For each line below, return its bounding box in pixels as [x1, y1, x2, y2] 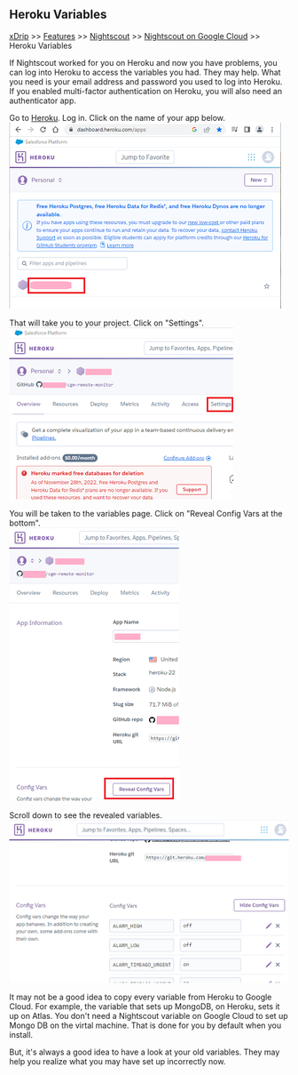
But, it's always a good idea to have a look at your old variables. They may [9, 1047, 280, 1057]
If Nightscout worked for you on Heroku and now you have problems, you [9, 57, 278, 68]
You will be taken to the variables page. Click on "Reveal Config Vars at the [9, 508, 283, 518]
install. [9, 1029, 34, 1039]
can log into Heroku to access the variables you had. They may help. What [9, 67, 281, 77]
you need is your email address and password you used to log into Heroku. [9, 76, 283, 87]
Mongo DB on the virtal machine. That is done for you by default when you [9, 1020, 282, 1031]
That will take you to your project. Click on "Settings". [9, 317, 204, 328]
